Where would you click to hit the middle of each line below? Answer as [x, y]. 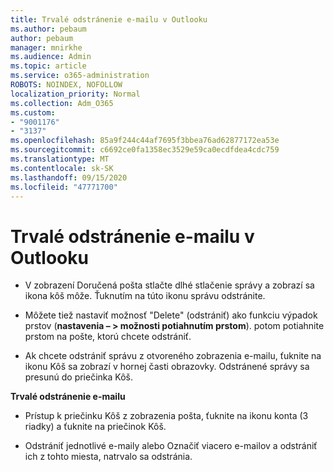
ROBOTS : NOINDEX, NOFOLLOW [66, 85]
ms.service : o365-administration [80, 76]
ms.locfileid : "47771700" [64, 187]
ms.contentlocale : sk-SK [62, 168]
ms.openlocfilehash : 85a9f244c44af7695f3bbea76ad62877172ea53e [145, 141]
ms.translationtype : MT [60, 159]
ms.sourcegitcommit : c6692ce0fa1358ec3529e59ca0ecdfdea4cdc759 [145, 150]
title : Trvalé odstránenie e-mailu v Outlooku [109, 19]
